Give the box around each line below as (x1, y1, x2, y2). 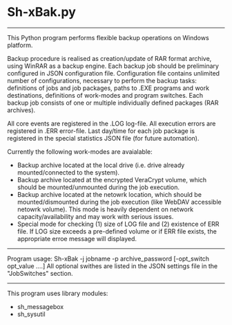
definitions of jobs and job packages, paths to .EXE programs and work (7, 84, 209, 92)
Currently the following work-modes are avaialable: (7, 147, 153, 156)
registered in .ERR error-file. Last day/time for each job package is (7, 126, 195, 135)
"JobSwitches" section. (7, 269, 73, 277)
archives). (7, 105, 36, 114)
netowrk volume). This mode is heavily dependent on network (17, 205, 194, 213)
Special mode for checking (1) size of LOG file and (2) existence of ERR (17, 220, 220, 228)
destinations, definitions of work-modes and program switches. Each (7, 91, 204, 99)
